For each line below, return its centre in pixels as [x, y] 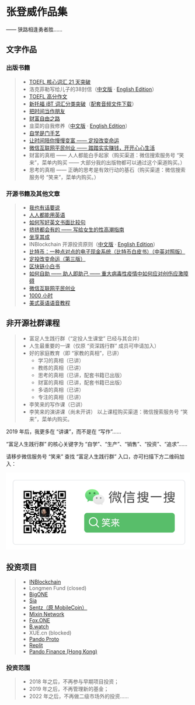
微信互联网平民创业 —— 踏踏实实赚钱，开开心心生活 [92, 148]
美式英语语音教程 [50, 303]
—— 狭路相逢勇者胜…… [34, 29]
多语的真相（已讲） [61, 389]
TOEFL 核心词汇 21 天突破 [60, 82]
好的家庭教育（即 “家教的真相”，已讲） [76, 353]
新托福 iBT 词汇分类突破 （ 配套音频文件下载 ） [83, 104]
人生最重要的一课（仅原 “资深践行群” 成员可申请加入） [94, 345]
